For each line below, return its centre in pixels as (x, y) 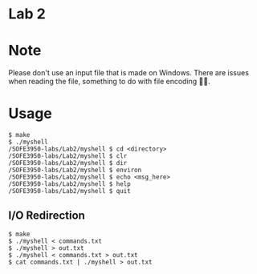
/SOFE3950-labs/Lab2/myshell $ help (69, 184)
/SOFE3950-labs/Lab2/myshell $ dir (68, 163)
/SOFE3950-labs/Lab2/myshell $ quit (69, 191)
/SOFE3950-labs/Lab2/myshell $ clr (68, 156)
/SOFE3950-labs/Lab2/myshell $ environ (75, 170)
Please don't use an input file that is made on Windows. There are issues (128, 73)
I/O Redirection (47, 216)
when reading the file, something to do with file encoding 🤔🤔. (109, 82)
